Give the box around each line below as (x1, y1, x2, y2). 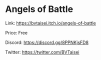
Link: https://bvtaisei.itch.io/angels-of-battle (5, 20, 96, 26)
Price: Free (5, 29, 28, 35)
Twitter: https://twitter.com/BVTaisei (5, 49, 79, 55)
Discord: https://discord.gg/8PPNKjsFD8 (5, 39, 89, 45)
